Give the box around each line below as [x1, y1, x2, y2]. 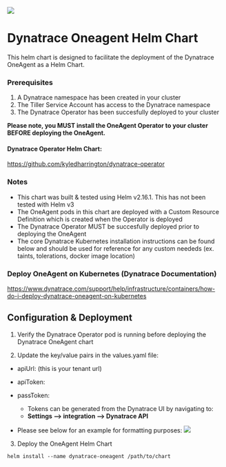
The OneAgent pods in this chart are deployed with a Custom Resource [17, 207, 219, 216]
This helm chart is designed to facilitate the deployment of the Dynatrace [7, 53, 215, 61]
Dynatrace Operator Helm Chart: [7, 144, 102, 153]
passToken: [17, 391, 50, 399]
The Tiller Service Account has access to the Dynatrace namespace [17, 101, 211, 109]
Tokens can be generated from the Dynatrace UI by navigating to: [27, 404, 214, 412]
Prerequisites [7, 77, 53, 87]
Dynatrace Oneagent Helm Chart [7, 30, 198, 46]
